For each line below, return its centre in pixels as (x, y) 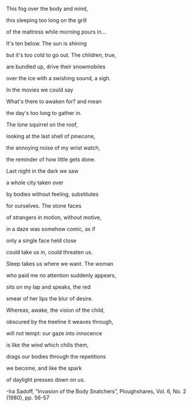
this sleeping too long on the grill (46, 20)
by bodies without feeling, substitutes (52, 194)
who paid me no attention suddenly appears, (61, 275)
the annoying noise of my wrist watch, (53, 148)
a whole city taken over (35, 183)
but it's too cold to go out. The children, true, (61, 55)
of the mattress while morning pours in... (56, 32)
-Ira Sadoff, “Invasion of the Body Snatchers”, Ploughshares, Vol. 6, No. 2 (96, 391)
